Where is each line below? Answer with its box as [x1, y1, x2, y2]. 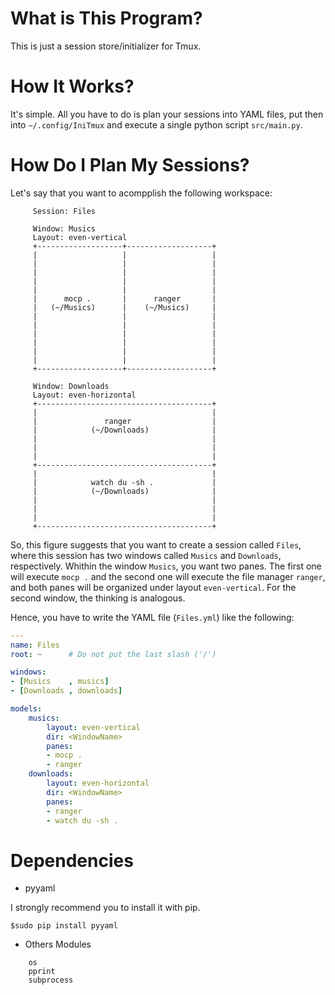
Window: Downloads [32, 381, 110, 391]
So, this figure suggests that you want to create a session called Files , [10, 538, 302, 551]
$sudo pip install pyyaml [10, 921, 118, 931]
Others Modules [24, 938, 92, 951]
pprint [28, 967, 56, 977]
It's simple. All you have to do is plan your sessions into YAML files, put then [10, 108, 324, 120]
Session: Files [32, 206, 97, 216]
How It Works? [10, 75, 135, 98]
